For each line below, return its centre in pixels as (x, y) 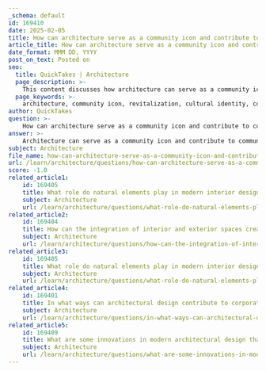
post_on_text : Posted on (49, 60)
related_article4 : (38, 289)
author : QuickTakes (40, 112)
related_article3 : (38, 251)
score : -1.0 (28, 170)
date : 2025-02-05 (37, 30)
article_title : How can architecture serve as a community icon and (123, 45)
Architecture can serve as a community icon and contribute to (129, 141)
